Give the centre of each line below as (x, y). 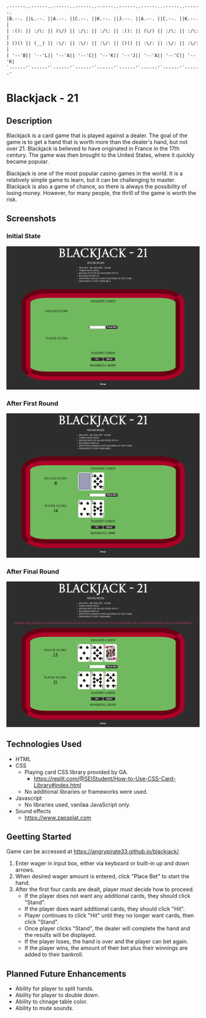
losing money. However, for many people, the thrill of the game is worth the (101, 193)
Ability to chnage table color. (51, 1001)
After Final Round (33, 571)
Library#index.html (57, 785)
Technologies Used (44, 744)
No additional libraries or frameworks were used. (86, 791)
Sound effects (33, 811)
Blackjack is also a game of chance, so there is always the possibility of (97, 186)
